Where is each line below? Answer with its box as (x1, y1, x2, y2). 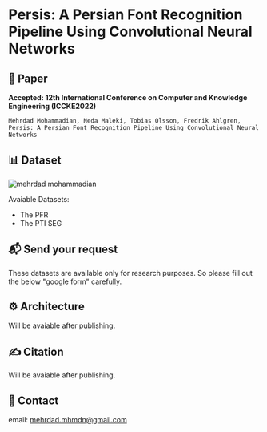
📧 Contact (8, 394, 59, 407)
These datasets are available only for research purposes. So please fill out (8, 268, 253, 277)
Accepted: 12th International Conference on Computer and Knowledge (8, 93, 248, 102)
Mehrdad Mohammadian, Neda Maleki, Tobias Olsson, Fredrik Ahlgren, (8, 117, 241, 125)
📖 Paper (8, 71, 48, 85)
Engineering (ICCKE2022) (8, 102, 97, 111)
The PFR (19, 210, 49, 220)
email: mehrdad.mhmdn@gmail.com (8, 415, 128, 425)
